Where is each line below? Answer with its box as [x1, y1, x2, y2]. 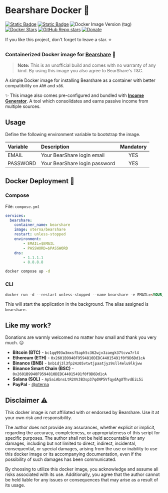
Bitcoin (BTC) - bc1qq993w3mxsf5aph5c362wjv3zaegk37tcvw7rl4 [12, 349, 139, 355]
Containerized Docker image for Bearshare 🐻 [5, 51, 116, 58]
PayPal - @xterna [12, 382, 49, 388]
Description [40, 143, 69, 150]
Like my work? [5, 321, 51, 329]
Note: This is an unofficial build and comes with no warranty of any [17, 62, 156, 68]
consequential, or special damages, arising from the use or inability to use [5, 446, 157, 452]
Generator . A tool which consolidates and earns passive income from [5, 98, 148, 104]
